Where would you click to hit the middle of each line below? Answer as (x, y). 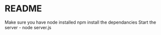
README (23, 9)
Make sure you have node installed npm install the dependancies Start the (80, 22)
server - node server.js (28, 27)
